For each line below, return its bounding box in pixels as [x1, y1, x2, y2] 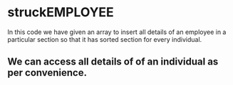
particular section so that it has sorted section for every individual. [7, 35, 202, 43]
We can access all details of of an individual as [7, 56, 219, 68]
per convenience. [7, 67, 88, 79]
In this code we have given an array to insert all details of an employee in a [7, 28, 227, 36]
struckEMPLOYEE [7, 4, 114, 21]
